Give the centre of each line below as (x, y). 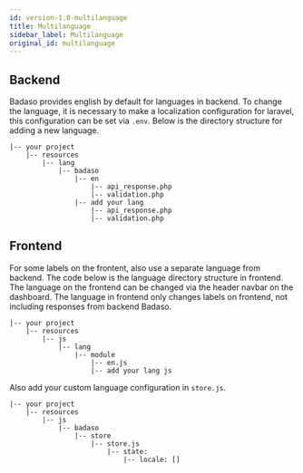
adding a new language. (54, 130)
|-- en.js (109, 362)
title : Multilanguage (50, 26)
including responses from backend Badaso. (91, 306)
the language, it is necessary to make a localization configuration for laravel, (152, 111)
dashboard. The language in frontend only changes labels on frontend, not (149, 296)
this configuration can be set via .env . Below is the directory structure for (146, 121)
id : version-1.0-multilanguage (68, 18)
